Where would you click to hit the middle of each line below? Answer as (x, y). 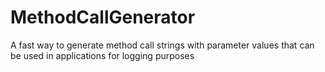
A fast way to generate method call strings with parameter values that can (162, 45)
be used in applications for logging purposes (102, 55)
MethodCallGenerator (103, 17)
